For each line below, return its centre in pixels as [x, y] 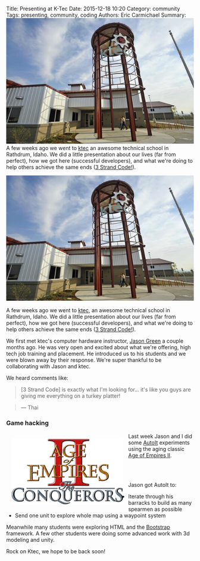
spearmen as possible [155, 509]
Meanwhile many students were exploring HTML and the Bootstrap [88, 527]
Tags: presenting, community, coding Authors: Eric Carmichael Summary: [96, 15]
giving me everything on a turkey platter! [71, 396]
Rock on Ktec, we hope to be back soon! [56, 551]
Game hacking [28, 423]
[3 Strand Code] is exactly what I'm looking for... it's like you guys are [106, 390]
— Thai [29, 408]
